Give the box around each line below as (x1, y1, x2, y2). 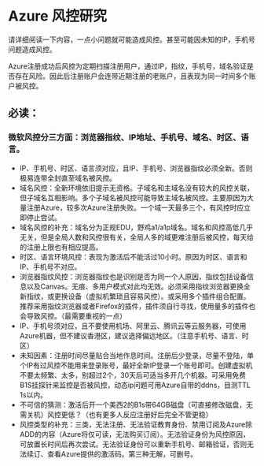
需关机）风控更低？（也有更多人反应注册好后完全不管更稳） (19, 409, 213, 419)
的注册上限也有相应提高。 (19, 242, 103, 252)
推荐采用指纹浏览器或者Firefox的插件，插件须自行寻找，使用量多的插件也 (19, 301, 256, 311)
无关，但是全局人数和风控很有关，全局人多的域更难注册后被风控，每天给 (19, 232, 254, 241)
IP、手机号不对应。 (19, 262, 82, 271)
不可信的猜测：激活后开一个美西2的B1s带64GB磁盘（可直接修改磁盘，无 (19, 400, 253, 409)
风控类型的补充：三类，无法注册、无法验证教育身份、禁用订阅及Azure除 (19, 419, 253, 429)
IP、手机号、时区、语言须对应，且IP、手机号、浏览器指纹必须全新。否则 (19, 163, 253, 173)
